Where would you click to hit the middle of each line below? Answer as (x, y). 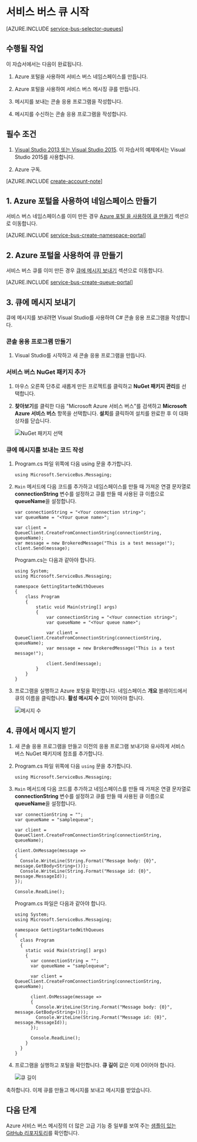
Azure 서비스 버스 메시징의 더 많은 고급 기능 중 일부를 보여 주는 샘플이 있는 (91, 1126)
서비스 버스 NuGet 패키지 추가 (46, 372)
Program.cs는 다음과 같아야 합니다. (55, 560)
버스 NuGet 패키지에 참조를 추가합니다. (59, 753)
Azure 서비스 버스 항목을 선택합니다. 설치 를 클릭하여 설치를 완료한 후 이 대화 (101, 413)
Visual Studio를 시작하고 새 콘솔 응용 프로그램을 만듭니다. (80, 356)
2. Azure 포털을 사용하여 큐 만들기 (64, 255)
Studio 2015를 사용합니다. (45, 157)
